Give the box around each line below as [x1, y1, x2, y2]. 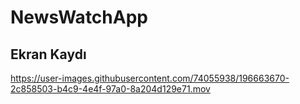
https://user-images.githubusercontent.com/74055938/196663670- [10, 72, 290, 84]
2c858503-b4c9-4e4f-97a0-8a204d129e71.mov [10, 83, 211, 95]
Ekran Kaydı [10, 46, 87, 63]
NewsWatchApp [10, 6, 148, 29]
